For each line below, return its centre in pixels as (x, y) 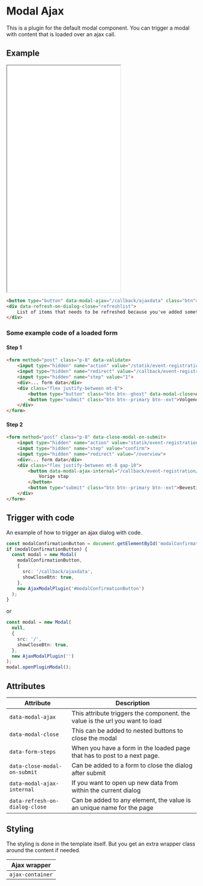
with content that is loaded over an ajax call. (61, 34)
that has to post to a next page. (116, 755)
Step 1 (14, 347)
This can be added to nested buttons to (127, 731)
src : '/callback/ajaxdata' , (58, 572)
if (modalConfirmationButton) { (47, 549)
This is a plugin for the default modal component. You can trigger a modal (98, 28)
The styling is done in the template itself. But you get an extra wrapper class (101, 844)
